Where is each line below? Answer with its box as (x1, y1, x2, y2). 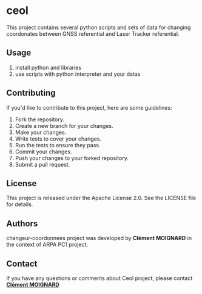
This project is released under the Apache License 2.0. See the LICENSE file (6, 195, 197, 202)
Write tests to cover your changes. (15, 135, 102, 142)
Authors (6, 218, 38, 229)
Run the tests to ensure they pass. (15, 141, 101, 149)
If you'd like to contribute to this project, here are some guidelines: (6, 104, 172, 111)
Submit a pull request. (15, 161, 70, 168)
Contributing (6, 88, 56, 98)
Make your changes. (15, 129, 67, 136)
